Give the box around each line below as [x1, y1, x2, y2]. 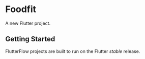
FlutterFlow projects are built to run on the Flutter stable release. [5, 48, 140, 54]
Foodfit [5, 4, 37, 15]
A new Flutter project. [5, 20, 51, 26]
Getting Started [5, 35, 55, 43]
